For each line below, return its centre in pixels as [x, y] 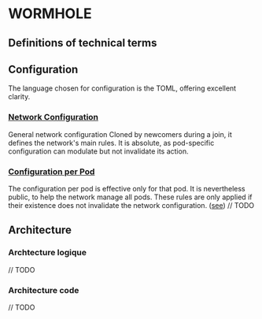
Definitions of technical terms [83, 43]
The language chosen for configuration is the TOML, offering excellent [122, 88]
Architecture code [44, 290]
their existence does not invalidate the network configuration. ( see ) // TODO [131, 205]
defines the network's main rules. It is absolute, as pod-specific [111, 143]
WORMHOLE [50, 14]
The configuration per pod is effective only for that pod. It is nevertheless [127, 188]
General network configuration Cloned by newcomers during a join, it [120, 134]
